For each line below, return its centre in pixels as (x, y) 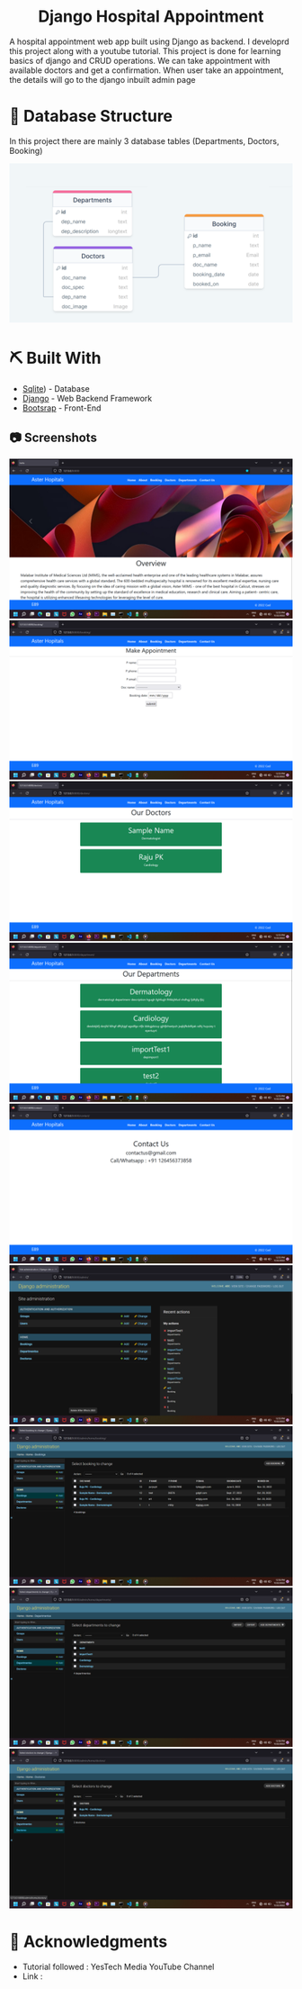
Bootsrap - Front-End (62, 408)
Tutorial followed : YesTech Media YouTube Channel (118, 1966)
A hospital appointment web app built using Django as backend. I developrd (149, 41)
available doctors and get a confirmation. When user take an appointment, (147, 70)
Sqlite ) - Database (56, 389)
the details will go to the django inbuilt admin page (102, 79)
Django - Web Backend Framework (87, 399)
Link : (32, 1976)
